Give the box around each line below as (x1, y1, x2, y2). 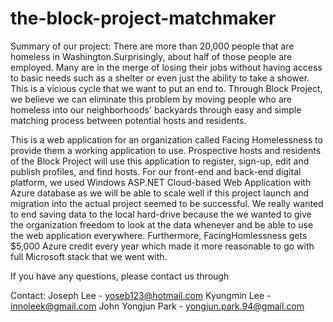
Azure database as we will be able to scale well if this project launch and (10, 187, 310, 199)
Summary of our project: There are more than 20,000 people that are (10, 40, 295, 52)
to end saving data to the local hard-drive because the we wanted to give (10, 208, 312, 220)
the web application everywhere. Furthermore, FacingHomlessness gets (10, 229, 308, 241)
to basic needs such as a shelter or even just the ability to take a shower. (10, 72, 310, 84)
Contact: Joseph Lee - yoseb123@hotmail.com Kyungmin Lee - (10, 289, 272, 301)
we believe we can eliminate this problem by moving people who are (10, 93, 292, 105)
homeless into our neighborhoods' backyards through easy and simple (10, 103, 302, 116)
